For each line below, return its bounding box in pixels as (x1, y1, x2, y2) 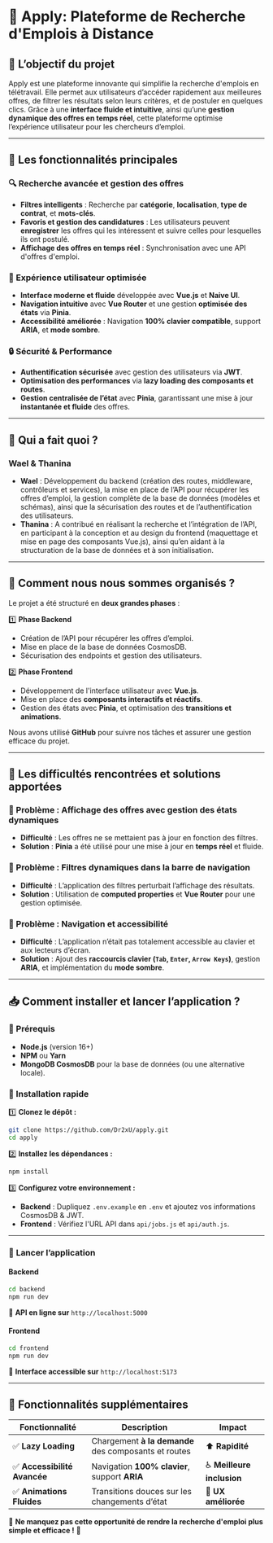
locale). (19, 1067, 46, 1077)
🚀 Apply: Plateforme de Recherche (8, 7, 246, 26)
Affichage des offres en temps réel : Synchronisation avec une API (19, 243, 246, 252)
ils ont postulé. (19, 234, 70, 243)
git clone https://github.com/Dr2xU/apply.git (8, 1126, 169, 1134)
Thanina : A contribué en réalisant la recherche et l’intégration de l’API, (19, 519, 258, 528)
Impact (219, 1422, 247, 1433)
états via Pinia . (19, 307, 71, 317)
